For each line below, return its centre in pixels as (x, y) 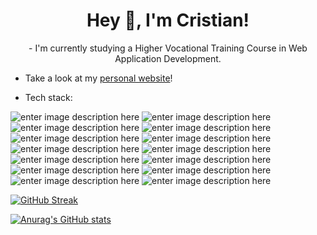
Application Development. (168, 58)
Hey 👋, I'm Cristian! (168, 20)
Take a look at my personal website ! (98, 78)
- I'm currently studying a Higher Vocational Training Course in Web (168, 48)
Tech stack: (48, 97)
